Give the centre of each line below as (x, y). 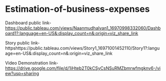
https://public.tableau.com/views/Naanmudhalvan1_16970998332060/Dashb (83, 28)
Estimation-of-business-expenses (77, 9)
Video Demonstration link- (32, 63)
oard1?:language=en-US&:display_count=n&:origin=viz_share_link (72, 33)
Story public (18, 42)
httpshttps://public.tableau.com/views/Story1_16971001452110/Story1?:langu (82, 48)
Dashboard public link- (28, 23)
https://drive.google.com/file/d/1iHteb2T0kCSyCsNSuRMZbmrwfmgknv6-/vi (83, 68)
